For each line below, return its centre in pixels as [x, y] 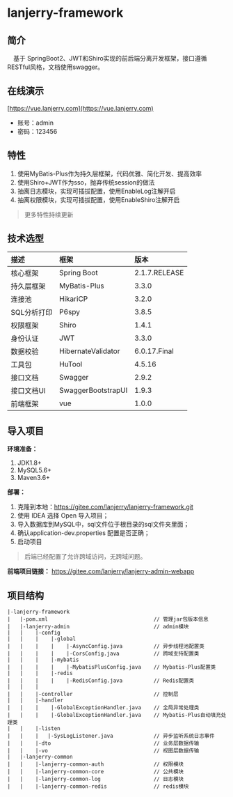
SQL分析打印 [32, 313]
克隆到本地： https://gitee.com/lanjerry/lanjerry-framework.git [105, 507]
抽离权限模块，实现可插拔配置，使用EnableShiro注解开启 [98, 199]
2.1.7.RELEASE [159, 273]
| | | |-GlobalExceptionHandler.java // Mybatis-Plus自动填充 [114, 715]
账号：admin [35, 123]
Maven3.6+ [34, 478]
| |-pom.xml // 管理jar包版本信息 [108, 619]
